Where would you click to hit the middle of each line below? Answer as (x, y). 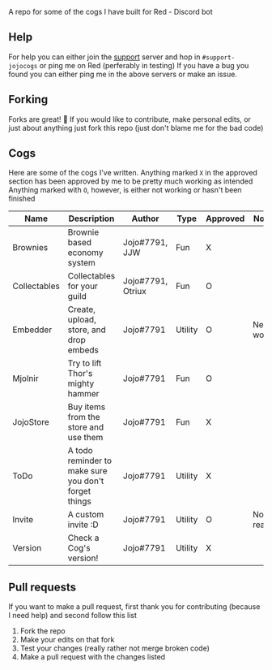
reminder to (89, 460)
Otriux (135, 292)
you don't (86, 481)
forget (79, 491)
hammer (83, 394)
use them (85, 438)
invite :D (83, 525)
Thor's (80, 374)
